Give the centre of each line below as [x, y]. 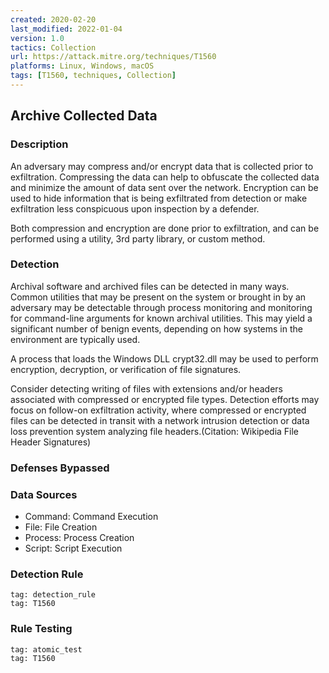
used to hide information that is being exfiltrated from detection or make [159, 198]
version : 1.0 [37, 38]
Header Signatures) [51, 442]
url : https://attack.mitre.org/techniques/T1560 [113, 57]
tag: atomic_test [46, 649]
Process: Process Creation [79, 538]
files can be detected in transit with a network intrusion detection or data [160, 420]
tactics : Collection [53, 47]
